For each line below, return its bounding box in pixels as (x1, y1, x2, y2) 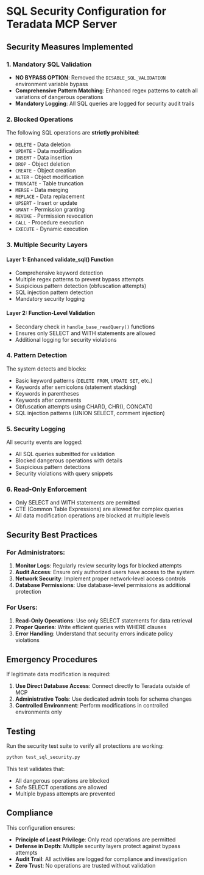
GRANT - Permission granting (15, 206, 85, 213)
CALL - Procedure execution (15, 219, 84, 226)
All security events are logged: (6, 438, 83, 446)
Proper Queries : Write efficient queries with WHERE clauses (15, 624, 167, 631)
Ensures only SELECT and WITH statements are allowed (15, 329, 156, 337)
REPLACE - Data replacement (15, 193, 85, 200)
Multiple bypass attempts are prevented (15, 790, 116, 797)
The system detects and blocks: (6, 365, 87, 372)
